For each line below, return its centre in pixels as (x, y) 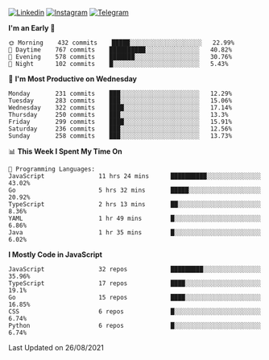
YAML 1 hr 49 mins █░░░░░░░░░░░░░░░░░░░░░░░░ (135, 218)
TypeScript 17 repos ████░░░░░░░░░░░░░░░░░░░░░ (135, 283)
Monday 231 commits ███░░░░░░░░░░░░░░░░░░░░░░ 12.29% (120, 93)
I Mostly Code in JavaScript (56, 254)
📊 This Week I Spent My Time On (65, 151)
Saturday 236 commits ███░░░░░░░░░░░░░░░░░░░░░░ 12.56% (120, 129)
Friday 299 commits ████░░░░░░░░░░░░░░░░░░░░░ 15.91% (120, 122)
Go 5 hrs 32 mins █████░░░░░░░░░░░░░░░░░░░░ (135, 190)
